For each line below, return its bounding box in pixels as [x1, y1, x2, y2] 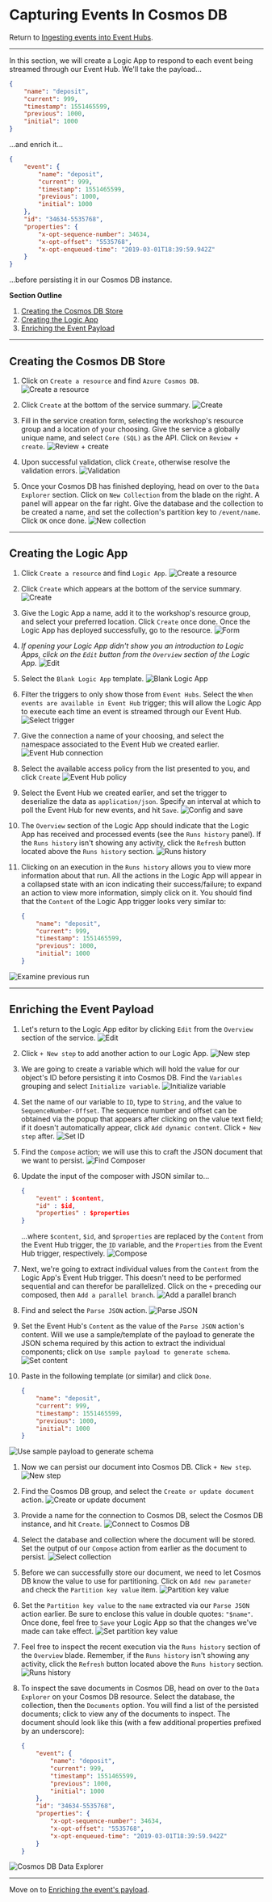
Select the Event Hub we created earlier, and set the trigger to [20, 788, 228, 797]
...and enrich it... [9, 140, 64, 149]
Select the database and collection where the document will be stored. [20, 1535, 257, 1545]
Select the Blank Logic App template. [20, 673, 144, 684]
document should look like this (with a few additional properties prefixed [20, 1718, 262, 1727]
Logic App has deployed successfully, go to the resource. [20, 625, 213, 635]
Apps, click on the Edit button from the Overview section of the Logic [20, 649, 250, 659]
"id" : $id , [36, 1201, 76, 1210]
